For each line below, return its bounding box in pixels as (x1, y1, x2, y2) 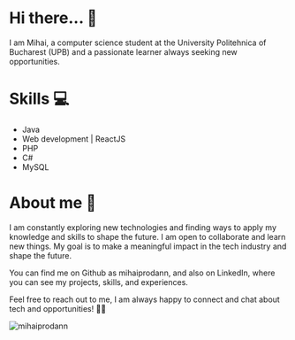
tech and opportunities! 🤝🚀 (9, 303, 107, 313)
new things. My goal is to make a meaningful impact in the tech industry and (9, 241, 287, 251)
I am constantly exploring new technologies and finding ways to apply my (9, 221, 276, 233)
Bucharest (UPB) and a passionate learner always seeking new (9, 46, 238, 57)
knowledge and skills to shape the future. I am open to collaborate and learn (9, 231, 286, 242)
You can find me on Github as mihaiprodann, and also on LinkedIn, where (9, 267, 276, 278)
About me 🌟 (9, 193, 97, 213)
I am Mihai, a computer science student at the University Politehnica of (9, 37, 267, 48)
